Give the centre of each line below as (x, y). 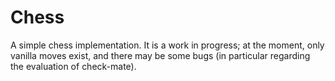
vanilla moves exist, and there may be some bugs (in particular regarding (160, 55)
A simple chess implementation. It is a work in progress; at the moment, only (167, 45)
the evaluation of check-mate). (73, 66)
